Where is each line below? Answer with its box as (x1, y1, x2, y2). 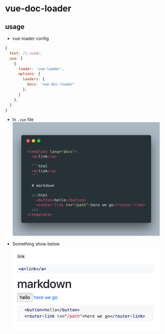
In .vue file (12, 116, 34, 123)
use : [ (9, 56, 23, 61)
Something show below (12, 241, 60, 247)
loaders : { (23, 77, 45, 82)
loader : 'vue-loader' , (18, 66, 65, 71)
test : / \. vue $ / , (9, 51, 43, 56)
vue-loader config (12, 35, 49, 41)
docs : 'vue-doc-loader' (27, 82, 76, 87)
